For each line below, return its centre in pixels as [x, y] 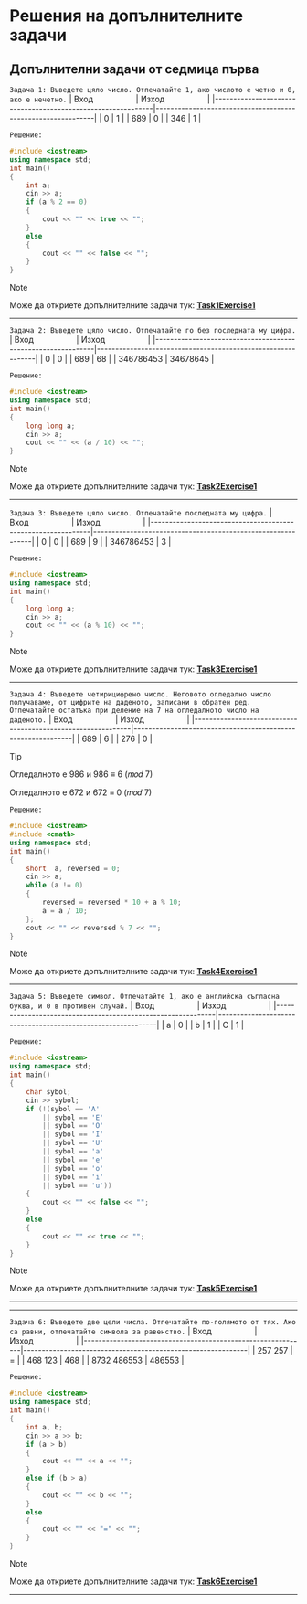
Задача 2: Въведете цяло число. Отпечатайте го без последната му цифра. [153, 331]
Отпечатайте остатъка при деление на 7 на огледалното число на [134, 711]
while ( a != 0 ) [55, 886]
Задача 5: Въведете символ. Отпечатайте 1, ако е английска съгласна [145, 997]
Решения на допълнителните [127, 16]
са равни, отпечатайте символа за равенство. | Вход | [133, 1332]
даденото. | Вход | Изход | [100, 719]
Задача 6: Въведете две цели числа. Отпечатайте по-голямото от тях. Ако [153, 1323]
